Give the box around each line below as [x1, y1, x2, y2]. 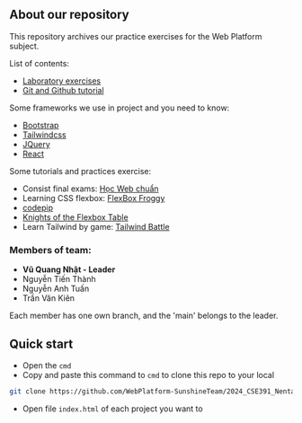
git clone [9, 386, 47, 396]
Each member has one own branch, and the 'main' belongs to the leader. [9, 310, 279, 322]
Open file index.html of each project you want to [22, 403, 204, 414]
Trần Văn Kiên [22, 293, 75, 304]
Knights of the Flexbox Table [22, 211, 129, 223]
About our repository [9, 7, 130, 22]
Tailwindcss [22, 129, 67, 140]
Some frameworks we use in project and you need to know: [9, 102, 230, 113]
